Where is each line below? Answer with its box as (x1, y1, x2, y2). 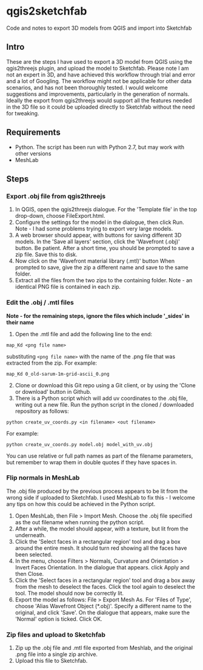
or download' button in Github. (15, 388, 92, 395)
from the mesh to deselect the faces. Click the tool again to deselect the (15, 583, 196, 590)
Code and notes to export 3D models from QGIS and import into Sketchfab (6, 24, 192, 32)
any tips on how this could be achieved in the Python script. (6, 500, 156, 507)
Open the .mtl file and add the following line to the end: (15, 330, 153, 337)
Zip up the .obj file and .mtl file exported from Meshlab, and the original (15, 645, 193, 652)
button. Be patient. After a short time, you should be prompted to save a (15, 245, 195, 252)
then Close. (15, 570, 44, 577)
